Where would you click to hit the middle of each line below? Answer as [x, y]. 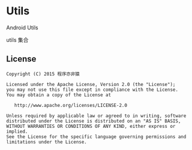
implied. [17, 131]
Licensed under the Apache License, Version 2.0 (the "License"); [91, 84]
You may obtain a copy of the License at [59, 95]
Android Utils [22, 27]
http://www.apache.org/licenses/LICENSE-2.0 [71, 105]
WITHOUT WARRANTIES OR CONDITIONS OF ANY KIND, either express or [91, 126]
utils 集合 [17, 39]
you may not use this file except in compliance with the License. [92, 90]
